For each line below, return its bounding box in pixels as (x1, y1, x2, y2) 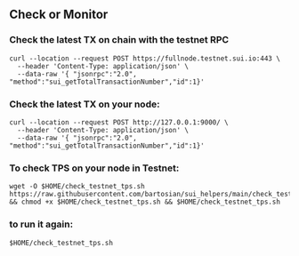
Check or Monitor (9, 7, 109, 22)
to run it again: (9, 218, 74, 230)
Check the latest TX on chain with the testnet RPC (9, 34, 230, 46)
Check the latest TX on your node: (9, 98, 160, 110)
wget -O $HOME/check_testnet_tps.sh (9, 182, 145, 191)
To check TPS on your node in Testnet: (9, 162, 180, 174)
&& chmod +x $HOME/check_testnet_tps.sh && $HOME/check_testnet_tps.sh (9, 197, 280, 207)
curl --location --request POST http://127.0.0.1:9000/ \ (9, 117, 229, 127)
